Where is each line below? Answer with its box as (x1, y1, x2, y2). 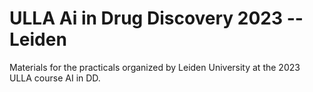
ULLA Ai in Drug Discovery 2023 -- (9, 7, 304, 30)
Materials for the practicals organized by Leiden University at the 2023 (9, 61, 301, 73)
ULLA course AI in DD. (9, 72, 101, 84)
